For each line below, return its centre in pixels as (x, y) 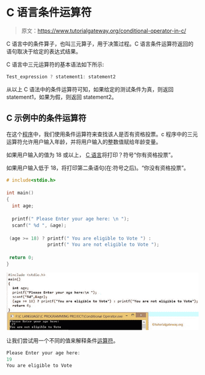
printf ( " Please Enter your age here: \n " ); (71, 219)
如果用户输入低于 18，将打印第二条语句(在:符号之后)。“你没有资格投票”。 (98, 168)
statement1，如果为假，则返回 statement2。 (62, 97)
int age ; (23, 206)
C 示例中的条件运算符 (46, 118)
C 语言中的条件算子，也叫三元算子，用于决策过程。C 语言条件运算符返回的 (100, 44)
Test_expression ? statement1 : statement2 (61, 77)
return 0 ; (21, 258)
